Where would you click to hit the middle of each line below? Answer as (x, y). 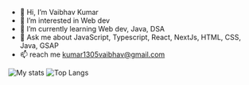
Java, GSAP (39, 46)
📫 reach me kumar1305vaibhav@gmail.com (92, 54)
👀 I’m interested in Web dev (64, 20)
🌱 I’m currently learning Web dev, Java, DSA (92, 29)
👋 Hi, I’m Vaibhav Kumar (59, 12)
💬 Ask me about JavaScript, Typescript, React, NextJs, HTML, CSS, (130, 37)
